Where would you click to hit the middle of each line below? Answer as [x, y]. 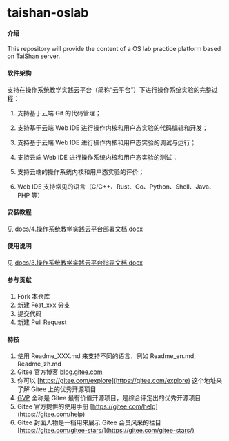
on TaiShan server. [34, 56]
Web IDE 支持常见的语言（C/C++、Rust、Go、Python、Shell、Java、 [116, 186]
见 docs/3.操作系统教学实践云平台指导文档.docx [75, 263]
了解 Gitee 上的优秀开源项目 [57, 389]
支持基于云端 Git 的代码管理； [59, 113]
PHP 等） [30, 195]
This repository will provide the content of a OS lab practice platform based [114, 49]
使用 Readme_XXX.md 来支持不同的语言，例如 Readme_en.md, [107, 356]
